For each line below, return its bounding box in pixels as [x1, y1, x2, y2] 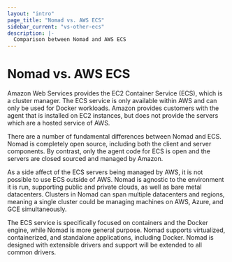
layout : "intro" [7, 10, 55, 17]
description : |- [7, 29, 55, 37]
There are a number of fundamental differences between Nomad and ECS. [7, 132, 222, 141]
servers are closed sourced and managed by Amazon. [7, 155, 164, 163]
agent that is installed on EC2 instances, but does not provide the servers [7, 111, 219, 120]
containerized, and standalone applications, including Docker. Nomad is [7, 233, 215, 242]
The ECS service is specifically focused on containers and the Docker [7, 219, 208, 227]
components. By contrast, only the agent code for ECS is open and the [7, 147, 211, 155]
